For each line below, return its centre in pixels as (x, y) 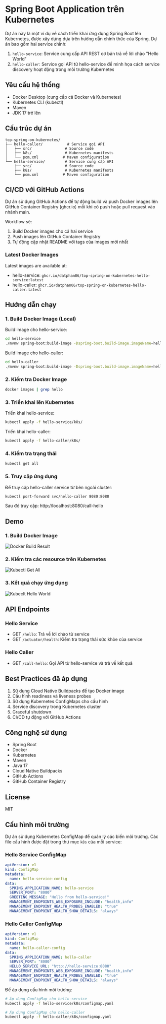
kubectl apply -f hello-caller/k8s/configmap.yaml (58, 1017)
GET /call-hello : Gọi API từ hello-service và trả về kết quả (72, 663)
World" (20, 59)
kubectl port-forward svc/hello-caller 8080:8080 (57, 496)
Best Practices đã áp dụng (46, 679)
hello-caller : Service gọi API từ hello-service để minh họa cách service (86, 64)
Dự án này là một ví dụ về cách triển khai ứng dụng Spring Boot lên (73, 33)
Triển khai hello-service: (30, 413)
